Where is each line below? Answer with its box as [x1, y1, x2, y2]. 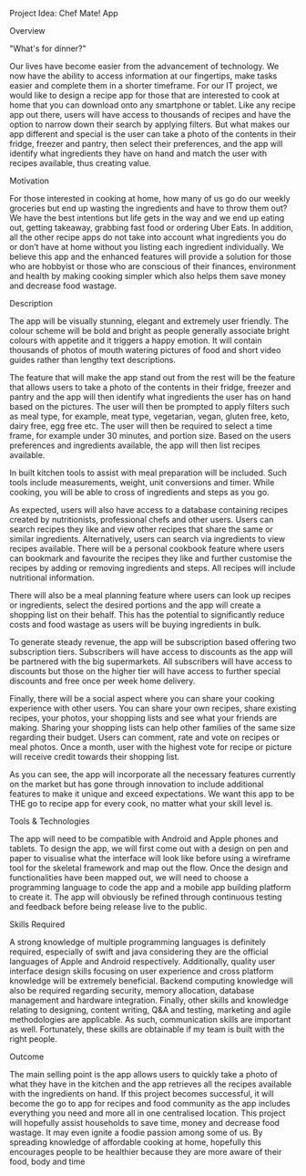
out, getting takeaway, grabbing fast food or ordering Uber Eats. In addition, [9, 223, 294, 233]
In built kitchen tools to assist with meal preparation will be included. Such [9, 467, 287, 478]
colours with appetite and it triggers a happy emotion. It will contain [9, 335, 262, 346]
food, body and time [9, 1156, 86, 1167]
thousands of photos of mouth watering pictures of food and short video [9, 345, 281, 355]
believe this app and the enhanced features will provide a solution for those [9, 251, 292, 262]
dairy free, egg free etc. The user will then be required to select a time [9, 421, 273, 432]
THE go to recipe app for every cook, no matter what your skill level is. [9, 798, 273, 808]
